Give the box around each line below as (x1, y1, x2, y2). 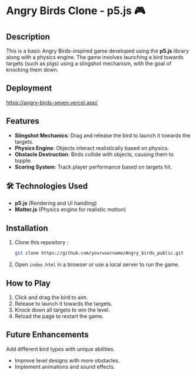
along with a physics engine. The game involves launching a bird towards (6, 54, 184, 60)
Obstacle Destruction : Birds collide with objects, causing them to (14, 151, 174, 158)
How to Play (6, 278, 51, 288)
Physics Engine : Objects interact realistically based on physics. (14, 144, 170, 151)
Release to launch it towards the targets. (14, 300, 113, 307)
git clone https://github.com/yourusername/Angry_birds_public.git (14, 250, 184, 257)
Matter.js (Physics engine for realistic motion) (14, 206, 127, 213)
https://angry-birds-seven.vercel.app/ (6, 99, 98, 106)
